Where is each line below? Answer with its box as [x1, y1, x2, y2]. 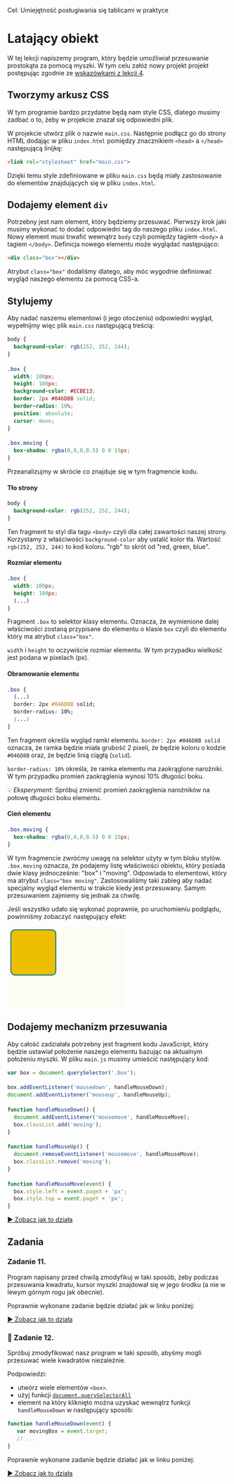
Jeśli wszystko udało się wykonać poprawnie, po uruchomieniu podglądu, [7, 904, 221, 913]
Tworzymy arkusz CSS [7, 89, 109, 101]
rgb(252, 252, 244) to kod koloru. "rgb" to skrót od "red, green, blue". [7, 542, 210, 551]
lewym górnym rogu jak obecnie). [7, 1288, 105, 1296]
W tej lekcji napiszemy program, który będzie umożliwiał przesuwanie [7, 53, 209, 62]
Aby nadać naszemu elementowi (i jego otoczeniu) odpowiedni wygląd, [7, 314, 214, 322]
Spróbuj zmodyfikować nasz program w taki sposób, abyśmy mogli [7, 1349, 202, 1357]
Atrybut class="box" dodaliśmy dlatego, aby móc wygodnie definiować [7, 267, 212, 276]
